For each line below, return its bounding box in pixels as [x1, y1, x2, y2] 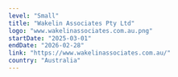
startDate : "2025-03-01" [8, 34, 92, 43]
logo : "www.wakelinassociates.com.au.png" [8, 26, 153, 34]
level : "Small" [8, 11, 60, 20]
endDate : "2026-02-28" [8, 42, 85, 50]
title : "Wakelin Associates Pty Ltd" [8, 19, 135, 27]
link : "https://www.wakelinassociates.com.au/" [8, 49, 172, 57]
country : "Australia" [8, 57, 81, 65]
